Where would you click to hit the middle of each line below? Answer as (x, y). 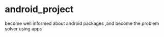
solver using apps (23, 28)
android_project (39, 9)
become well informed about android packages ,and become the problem (82, 23)
